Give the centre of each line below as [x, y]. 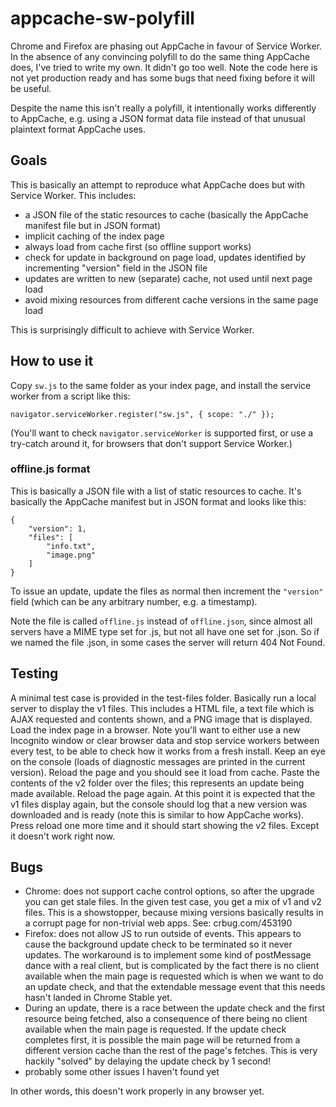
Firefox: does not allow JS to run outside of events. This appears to [163, 934]
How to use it [52, 361]
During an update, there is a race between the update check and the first [175, 1008]
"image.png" [71, 555]
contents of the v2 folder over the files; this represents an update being [157, 783]
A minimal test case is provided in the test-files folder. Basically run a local [163, 698]
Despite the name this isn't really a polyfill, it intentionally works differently [163, 108]
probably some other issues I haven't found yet [122, 1072]
